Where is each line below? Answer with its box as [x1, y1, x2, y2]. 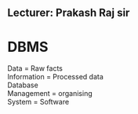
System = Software [7, 97, 70, 107]
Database [7, 80, 38, 90]
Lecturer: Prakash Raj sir [7, 6, 130, 20]
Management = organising [7, 89, 93, 98]
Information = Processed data [7, 72, 103, 82]
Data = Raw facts [7, 64, 64, 73]
